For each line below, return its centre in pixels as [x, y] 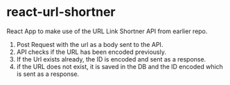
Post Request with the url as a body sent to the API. [90, 44]
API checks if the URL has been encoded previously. [91, 52]
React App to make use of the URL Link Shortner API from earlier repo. [107, 31]
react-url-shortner [61, 12]
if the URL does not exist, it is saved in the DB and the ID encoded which [120, 66]
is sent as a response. [48, 74]
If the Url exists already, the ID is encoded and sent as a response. [111, 59]
